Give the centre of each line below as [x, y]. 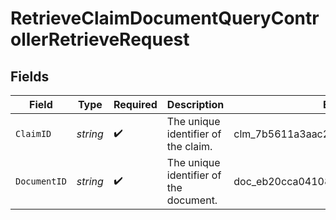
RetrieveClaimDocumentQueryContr [165, 18]
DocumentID [41, 181]
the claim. [189, 146]
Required [135, 104]
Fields [30, 76]
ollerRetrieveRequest [100, 39]
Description [195, 104]
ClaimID [33, 133]
